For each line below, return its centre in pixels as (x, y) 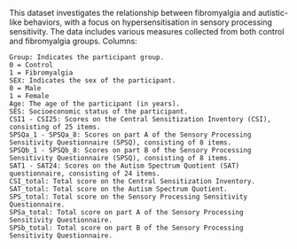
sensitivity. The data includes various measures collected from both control (147, 31)
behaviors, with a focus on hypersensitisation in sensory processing (148, 22)
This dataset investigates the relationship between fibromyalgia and (133, 13)
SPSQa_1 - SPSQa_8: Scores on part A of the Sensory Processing (130, 135)
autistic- (273, 13)
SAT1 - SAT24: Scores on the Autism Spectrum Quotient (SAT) (125, 166)
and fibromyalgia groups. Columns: (73, 41)
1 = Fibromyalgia (41, 73)
